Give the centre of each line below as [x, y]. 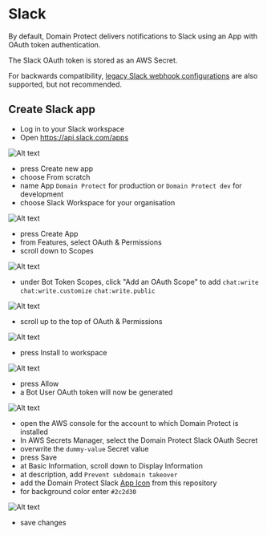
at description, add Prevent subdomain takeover [99, 474]
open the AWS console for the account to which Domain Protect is [129, 423]
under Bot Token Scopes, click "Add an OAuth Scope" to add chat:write [139, 282]
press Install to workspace [63, 352]
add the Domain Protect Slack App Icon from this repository [118, 483]
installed [34, 432]
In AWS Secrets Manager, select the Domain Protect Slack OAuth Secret [139, 440]
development [42, 194]
